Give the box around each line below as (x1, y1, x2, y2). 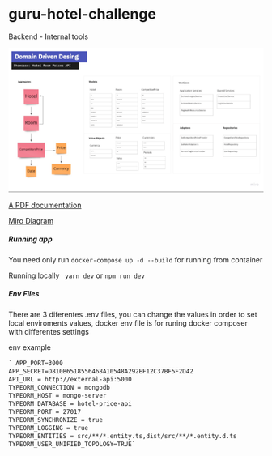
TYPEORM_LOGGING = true (8, 424, 89, 432)
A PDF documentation (8, 200, 82, 210)
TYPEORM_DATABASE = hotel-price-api (8, 399, 132, 407)
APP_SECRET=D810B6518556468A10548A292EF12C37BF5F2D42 (8, 367, 194, 375)
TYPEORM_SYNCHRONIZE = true (8, 416, 104, 424)
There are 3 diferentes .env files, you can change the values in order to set (8, 309, 257, 319)
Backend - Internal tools (8, 32, 89, 41)
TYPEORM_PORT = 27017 (8, 407, 82, 416)
